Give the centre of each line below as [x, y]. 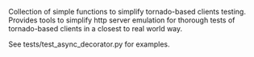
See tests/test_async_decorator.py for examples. [90, 44]
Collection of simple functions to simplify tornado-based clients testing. [127, 12]
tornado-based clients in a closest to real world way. [96, 28]
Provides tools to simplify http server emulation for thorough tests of [122, 20]
